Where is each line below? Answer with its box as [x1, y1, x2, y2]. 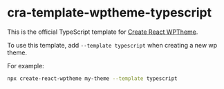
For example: [7, 61, 45, 70]
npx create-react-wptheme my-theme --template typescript [7, 75, 178, 82]
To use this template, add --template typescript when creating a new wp [7, 41, 218, 49]
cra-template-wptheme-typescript [7, 5, 212, 21]
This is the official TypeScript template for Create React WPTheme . [7, 28, 198, 36]
